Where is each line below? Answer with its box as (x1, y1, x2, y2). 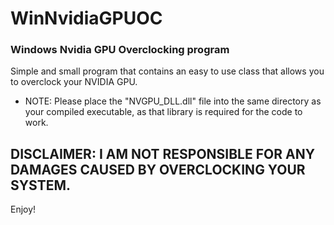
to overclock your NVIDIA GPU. (10, 76, 138, 88)
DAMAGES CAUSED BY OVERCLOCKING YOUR (10, 161, 306, 178)
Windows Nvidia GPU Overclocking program (10, 43, 230, 57)
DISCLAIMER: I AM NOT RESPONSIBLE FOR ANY (10, 145, 316, 162)
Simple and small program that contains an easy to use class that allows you (10, 65, 325, 77)
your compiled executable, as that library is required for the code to (24, 106, 303, 118)
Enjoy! (10, 203, 37, 216)
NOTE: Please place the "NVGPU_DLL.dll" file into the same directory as (24, 95, 322, 107)
